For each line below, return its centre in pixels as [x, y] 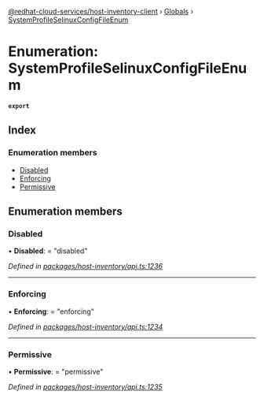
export [19, 106]
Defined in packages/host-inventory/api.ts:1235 [85, 386]
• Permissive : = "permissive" [56, 371]
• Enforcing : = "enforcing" [51, 311]
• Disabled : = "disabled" [48, 251]
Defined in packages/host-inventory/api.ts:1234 [86, 326]
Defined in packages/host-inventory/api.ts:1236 [86, 267]
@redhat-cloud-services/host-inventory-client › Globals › [101, 11]
